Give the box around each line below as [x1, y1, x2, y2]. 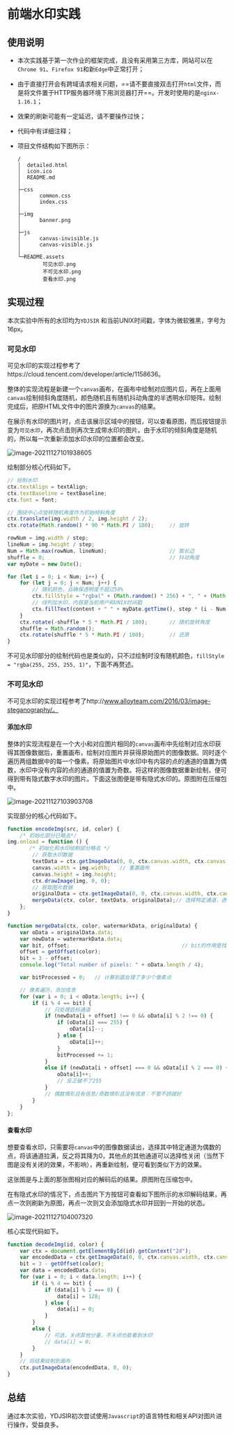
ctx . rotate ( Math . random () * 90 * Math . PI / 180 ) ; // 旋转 [7, 522, 189, 529]
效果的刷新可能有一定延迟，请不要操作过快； [17, 112, 146, 120]
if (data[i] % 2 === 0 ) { [44, 1286, 120, 1293]
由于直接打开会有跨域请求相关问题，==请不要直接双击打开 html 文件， [17, 80, 215, 88]
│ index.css [17, 198, 68, 205]
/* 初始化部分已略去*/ [19, 832, 77, 839]
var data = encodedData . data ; [19, 1267, 108, 1274]
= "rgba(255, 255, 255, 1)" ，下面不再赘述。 [7, 661, 138, 669]
